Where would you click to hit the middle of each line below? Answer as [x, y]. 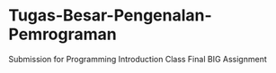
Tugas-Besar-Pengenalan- [110, 16]
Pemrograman [63, 34]
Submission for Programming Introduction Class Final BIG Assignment [138, 59]
